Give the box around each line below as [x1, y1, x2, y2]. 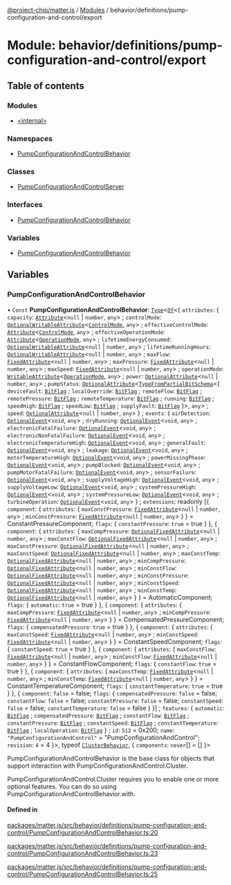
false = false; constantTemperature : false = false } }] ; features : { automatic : [7, 704, 225, 712]
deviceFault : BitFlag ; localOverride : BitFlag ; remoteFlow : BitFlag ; [7, 387, 203, 395]
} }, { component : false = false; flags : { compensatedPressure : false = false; [7, 689, 218, 697]
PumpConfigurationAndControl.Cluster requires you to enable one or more [7, 775, 219, 783]
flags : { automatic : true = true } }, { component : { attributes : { [7, 600, 182, 609]
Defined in [7, 805, 38, 814]
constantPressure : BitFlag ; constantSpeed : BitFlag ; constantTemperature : [7, 718, 219, 727]
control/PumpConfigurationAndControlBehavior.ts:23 [7, 849, 158, 857]
